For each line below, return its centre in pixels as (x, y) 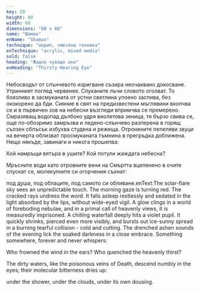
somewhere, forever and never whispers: (57, 241)
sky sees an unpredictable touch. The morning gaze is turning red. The (94, 190)
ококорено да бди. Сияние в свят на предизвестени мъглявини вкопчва (99, 104)
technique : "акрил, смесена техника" (53, 46)
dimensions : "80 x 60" (34, 28)
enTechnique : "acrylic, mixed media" (53, 51)
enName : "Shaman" (28, 40)
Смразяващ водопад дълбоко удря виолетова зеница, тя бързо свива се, (100, 116)
